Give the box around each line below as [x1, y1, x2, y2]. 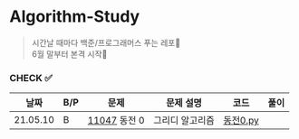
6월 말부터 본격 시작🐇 [31, 48, 108, 60]
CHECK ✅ [9, 71, 53, 84]
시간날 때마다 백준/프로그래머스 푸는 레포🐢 [31, 37, 181, 48]
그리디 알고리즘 [153, 115, 215, 127]
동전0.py [223, 115, 260, 127]
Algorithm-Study [9, 6, 140, 27]
